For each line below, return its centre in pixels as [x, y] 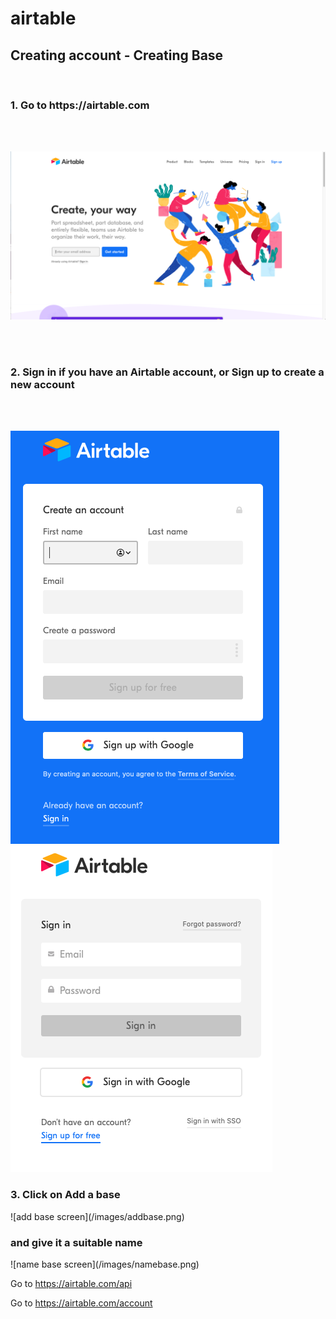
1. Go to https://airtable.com [80, 105]
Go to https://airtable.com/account [81, 1303]
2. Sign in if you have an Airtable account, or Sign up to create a [167, 372]
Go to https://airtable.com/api [71, 1283]
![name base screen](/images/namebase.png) [105, 1264]
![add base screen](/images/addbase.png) [97, 1216]
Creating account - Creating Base [117, 55]
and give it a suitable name [76, 1242]
